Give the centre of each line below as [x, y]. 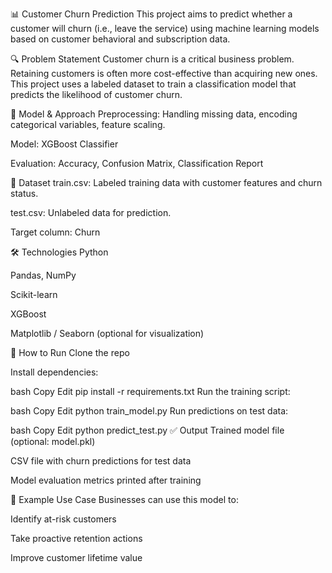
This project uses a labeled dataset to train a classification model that [153, 84]
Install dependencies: [54, 372]
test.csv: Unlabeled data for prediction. [91, 212]
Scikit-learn [34, 294]
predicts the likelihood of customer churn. [96, 94]
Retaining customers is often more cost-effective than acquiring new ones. [164, 73]
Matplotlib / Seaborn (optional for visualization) [107, 333]
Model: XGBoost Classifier [64, 144]
